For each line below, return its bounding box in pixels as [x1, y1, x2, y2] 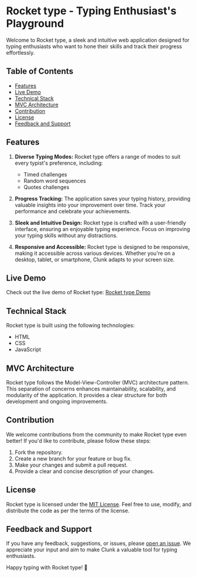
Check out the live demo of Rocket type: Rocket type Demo [6, 289, 151, 296]
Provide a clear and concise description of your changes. [14, 468, 155, 475]
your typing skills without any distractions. [14, 232, 118, 239]
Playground [6, 17, 64, 30]
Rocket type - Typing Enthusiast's [6, 4, 177, 18]
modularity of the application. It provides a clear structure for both [6, 392, 167, 399]
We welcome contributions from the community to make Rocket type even [6, 431, 187, 438]
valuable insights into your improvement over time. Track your [14, 201, 166, 209]
